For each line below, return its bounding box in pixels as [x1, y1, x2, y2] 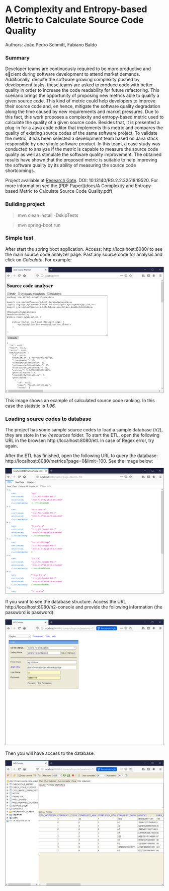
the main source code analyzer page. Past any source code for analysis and [5, 251, 162, 257]
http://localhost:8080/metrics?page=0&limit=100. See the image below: [5, 458, 153, 464]
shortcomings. [5, 168, 35, 174]
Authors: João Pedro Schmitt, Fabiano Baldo [5, 41, 97, 47]
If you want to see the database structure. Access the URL [5, 599, 126, 605]
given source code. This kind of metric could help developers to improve [5, 98, 156, 104]
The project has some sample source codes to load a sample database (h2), [5, 427, 163, 433]
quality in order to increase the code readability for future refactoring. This [5, 87, 159, 93]
